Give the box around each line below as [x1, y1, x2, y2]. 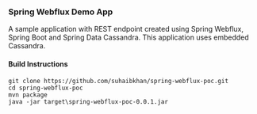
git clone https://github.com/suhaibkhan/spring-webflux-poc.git [8, 77, 228, 85]
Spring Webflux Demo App [8, 6, 113, 17]
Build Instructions [8, 59, 69, 69]
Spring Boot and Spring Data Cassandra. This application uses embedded [8, 32, 250, 42]
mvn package [8, 90, 48, 99]
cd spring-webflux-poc [8, 84, 83, 92]
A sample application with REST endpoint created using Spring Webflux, [8, 25, 244, 34]
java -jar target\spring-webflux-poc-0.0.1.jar [8, 97, 169, 105]
